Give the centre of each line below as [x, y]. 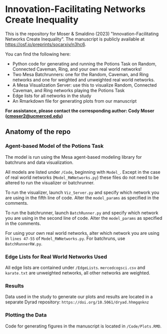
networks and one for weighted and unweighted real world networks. [83, 80]
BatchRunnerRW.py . [24, 243]
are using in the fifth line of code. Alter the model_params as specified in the [82, 198]
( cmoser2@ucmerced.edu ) [34, 116]
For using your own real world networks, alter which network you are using [82, 233]
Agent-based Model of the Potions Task [54, 146]
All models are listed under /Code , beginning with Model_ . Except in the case [83, 172]
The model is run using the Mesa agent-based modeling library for [73, 157]
